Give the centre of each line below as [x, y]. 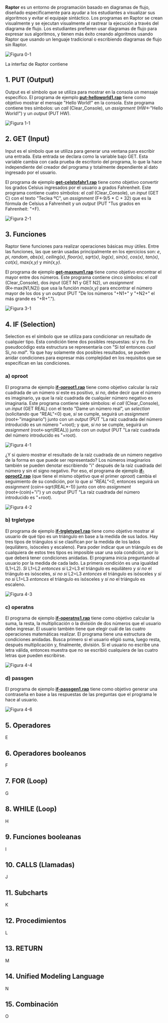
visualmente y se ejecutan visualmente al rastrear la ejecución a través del [82, 23]
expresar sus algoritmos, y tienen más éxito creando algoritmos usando [79, 34]
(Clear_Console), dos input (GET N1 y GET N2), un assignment [69, 283]
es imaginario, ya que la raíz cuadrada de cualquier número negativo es [79, 398]
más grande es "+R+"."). [30, 299]
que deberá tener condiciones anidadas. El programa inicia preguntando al [82, 558]
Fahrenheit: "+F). [23, 209]
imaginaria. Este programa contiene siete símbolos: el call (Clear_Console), [82, 403]
